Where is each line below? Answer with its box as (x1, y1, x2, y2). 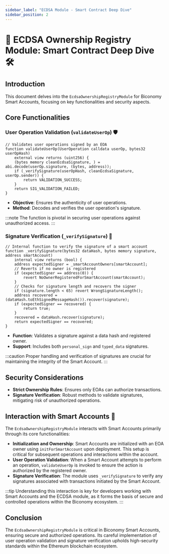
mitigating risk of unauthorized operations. (12, 397, 101, 403)
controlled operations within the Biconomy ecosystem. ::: (5, 499, 124, 505)
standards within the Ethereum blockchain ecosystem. (5, 543, 118, 549)
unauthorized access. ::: (5, 220, 55, 226)
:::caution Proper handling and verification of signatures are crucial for (5, 353, 151, 359)
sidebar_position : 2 (5, 12, 49, 17)
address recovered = (14, 293, 58, 298)
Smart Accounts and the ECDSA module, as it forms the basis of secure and (5, 493, 163, 499)
